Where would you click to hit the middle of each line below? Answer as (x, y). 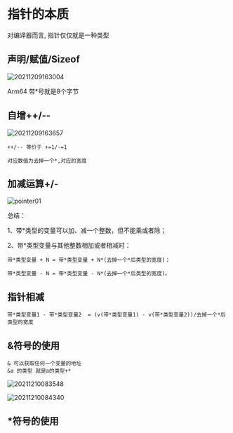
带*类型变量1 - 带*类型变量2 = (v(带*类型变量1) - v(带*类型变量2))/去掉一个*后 (116, 315)
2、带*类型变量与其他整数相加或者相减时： (69, 246)
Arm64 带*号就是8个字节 (43, 91)
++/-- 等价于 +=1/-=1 (37, 147)
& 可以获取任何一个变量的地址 (45, 364)
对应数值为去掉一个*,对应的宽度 (47, 161)
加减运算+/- (33, 184)
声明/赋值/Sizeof (44, 59)
